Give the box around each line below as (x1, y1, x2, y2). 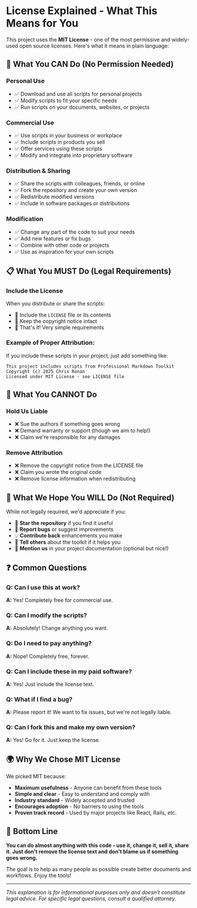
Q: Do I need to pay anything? (6, 639, 92, 647)
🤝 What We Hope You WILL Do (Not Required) (6, 492, 175, 503)
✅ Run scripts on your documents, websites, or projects (14, 103, 150, 110)
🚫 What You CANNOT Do (6, 389, 97, 399)
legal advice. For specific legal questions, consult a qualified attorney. (6, 895, 176, 902)
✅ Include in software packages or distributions (14, 200, 130, 207)
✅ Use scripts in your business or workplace (14, 132, 123, 139)
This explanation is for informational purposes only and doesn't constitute (6, 889, 186, 896)
